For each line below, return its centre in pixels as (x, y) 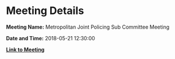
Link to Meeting (25, 49)
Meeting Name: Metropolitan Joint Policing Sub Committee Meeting (88, 27)
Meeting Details (45, 11)
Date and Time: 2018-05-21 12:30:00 (50, 38)
